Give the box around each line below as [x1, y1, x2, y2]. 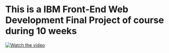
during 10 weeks [5, 25, 77, 37]
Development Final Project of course [5, 14, 164, 26]
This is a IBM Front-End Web [5, 4, 128, 15]
